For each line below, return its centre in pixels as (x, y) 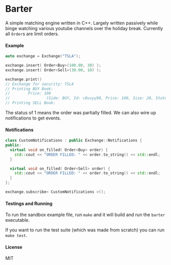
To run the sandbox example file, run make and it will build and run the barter (85, 215)
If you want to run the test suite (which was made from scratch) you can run (85, 230)
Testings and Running (29, 203)
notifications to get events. (33, 118)
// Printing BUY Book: (29, 89)
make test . (16, 235)
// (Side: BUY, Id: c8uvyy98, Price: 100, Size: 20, (79, 98)
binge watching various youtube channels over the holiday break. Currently (84, 28)
